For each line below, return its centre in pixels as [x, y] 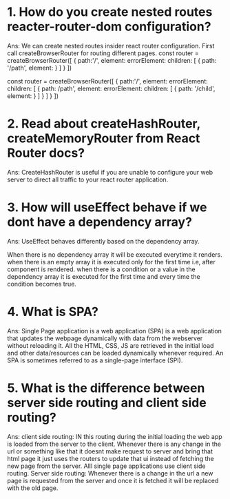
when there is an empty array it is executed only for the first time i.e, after [111, 262]
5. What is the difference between [106, 388]
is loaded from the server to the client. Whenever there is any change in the [114, 444]
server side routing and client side [107, 403]
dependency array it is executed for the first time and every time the [104, 276]
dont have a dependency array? [100, 222]
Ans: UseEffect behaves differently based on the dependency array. [103, 241]
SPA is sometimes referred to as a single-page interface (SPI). [95, 360]
